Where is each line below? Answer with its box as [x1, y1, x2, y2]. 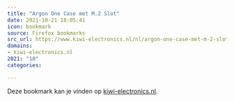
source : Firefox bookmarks [7, 29, 86, 37]
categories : [7, 62, 42, 69]
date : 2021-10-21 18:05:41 [7, 17, 86, 24]
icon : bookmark [7, 23, 52, 30]
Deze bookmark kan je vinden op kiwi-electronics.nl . [7, 87, 158, 95]
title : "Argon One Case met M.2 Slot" [7, 10, 120, 17]
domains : [7, 42, 33, 49]
